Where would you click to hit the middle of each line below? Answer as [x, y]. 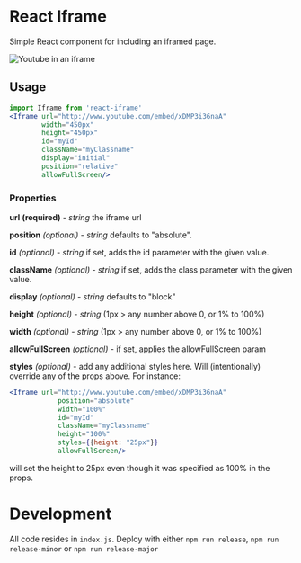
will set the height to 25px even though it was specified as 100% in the [140, 468]
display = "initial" [76, 158]
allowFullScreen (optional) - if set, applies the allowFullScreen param [138, 349]
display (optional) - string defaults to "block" [93, 296]
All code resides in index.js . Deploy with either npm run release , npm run [144, 539]
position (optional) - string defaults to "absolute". [101, 235]
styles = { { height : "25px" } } [108, 442]
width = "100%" [81, 409]
